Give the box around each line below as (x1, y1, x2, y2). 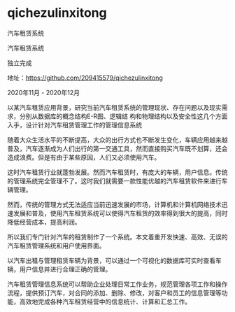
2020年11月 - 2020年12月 (7, 88, 80, 97)
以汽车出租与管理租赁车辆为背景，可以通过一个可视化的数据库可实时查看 (7, 256, 215, 264)
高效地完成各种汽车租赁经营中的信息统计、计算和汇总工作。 (19, 297, 191, 306)
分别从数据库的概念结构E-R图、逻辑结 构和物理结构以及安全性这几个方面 (19, 112, 228, 120)
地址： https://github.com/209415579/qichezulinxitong (7, 73, 163, 82)
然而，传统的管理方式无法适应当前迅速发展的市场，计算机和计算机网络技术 (7, 200, 222, 208)
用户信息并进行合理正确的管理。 (19, 264, 112, 274)
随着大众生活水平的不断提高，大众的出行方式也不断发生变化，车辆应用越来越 (7, 135, 228, 144)
